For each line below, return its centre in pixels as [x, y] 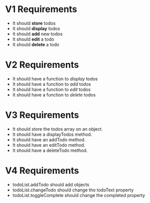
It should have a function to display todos [55, 78]
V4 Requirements [42, 171]
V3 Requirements [42, 115]
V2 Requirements [42, 65]
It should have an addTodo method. [49, 140]
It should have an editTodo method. [49, 145]
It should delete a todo [36, 44]
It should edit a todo [33, 39]
